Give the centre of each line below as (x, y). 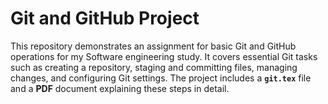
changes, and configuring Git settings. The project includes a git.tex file (161, 78)
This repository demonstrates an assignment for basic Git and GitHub (153, 46)
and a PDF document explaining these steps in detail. (120, 88)
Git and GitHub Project (105, 18)
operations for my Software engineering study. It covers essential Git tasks (164, 56)
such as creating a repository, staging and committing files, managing (154, 67)
